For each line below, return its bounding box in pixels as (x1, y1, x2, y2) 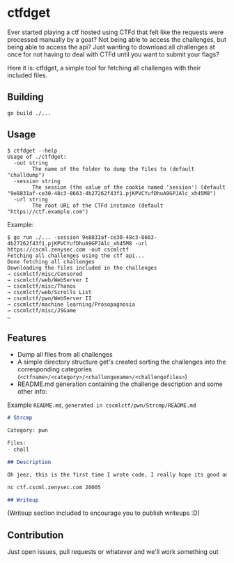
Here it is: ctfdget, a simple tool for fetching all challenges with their (7, 63, 201, 72)
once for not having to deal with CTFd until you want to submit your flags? (7, 50, 219, 59)
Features (7, 332, 47, 344)
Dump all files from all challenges (17, 350, 113, 359)
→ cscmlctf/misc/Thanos (7, 282, 77, 290)
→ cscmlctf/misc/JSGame (7, 307, 77, 314)
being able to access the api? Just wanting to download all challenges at (7, 43, 215, 51)
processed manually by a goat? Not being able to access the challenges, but (7, 35, 227, 43)
